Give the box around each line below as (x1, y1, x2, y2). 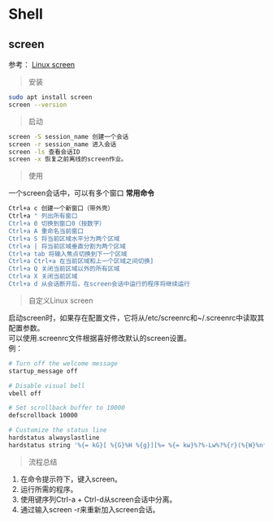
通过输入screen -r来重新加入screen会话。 (19, 504, 160, 514)
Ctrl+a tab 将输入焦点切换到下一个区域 (8, 249, 128, 258)
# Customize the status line (8, 426, 107, 434)
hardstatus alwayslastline (8, 434, 100, 442)
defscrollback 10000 (8, 412, 79, 420)
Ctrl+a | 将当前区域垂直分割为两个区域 (8, 242, 126, 250)
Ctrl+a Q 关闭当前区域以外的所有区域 (8, 265, 120, 273)
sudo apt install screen (8, 93, 93, 101)
